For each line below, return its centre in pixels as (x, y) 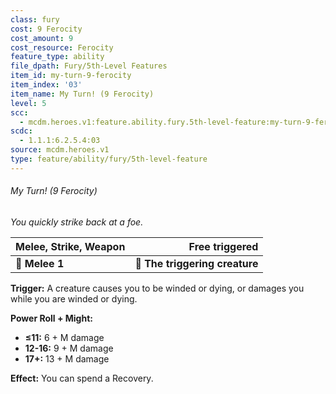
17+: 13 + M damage (67, 358)
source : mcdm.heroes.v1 (60, 150)
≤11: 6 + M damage (64, 337)
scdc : (21, 131)
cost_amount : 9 (42, 38)
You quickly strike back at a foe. (77, 222)
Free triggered (223, 246)
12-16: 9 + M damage (69, 348)
